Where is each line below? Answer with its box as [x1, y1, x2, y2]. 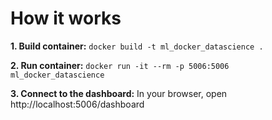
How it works [10, 7, 122, 30]
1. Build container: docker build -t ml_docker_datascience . [10, 40, 264, 52]
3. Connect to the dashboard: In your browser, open [10, 87, 228, 99]
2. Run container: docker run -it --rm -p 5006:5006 [10, 59, 230, 71]
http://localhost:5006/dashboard [10, 98, 145, 110]
